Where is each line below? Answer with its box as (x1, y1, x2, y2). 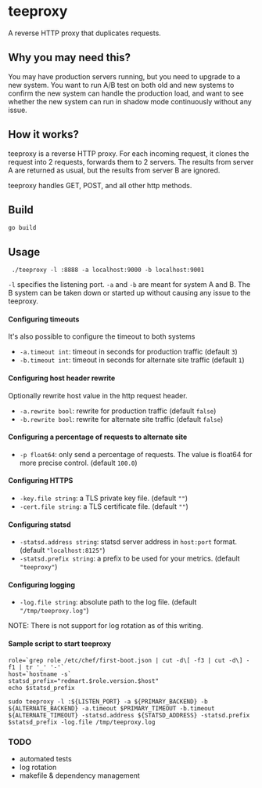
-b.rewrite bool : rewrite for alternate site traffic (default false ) (19, 414, 224, 423)
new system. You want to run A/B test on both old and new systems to (8, 80, 235, 89)
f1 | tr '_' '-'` (8, 663, 65, 671)
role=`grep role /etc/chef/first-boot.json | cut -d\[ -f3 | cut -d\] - (8, 656, 250, 664)
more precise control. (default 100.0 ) (19, 458, 138, 467)
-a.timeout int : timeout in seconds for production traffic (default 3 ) (19, 347, 239, 357)
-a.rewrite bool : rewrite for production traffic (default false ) (19, 406, 217, 416)
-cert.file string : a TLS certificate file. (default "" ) (19, 502, 189, 511)
